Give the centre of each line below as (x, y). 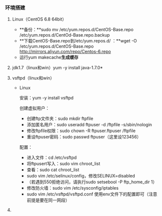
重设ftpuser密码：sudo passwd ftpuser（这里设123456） (84, 137)
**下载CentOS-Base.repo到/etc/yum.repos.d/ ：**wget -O (78, 41)
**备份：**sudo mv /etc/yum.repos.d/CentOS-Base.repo (76, 30)
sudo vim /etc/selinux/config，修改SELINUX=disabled (81, 176)
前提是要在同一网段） (48, 200)
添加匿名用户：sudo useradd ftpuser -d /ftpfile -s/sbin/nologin (89, 125)
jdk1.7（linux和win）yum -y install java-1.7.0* (58, 68)
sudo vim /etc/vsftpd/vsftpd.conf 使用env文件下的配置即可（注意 (92, 194)
